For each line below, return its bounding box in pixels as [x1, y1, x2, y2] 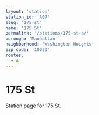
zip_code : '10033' [5, 47, 50, 53]
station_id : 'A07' [5, 14, 50, 20]
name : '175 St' [5, 25, 43, 31]
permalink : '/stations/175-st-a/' [5, 31, 90, 36]
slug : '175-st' [5, 19, 43, 25]
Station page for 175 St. [5, 102, 62, 109]
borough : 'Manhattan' [5, 36, 58, 42]
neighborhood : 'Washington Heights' [5, 42, 94, 48]
